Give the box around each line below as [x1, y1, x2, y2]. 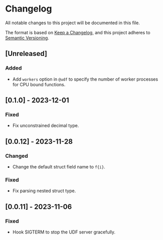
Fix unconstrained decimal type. [12, 123, 79, 129]
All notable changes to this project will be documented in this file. [5, 20, 140, 26]
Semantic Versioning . [5, 35, 49, 41]
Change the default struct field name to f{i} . [12, 164, 105, 169]
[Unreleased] [5, 49, 48, 58]
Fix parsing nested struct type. [12, 188, 76, 194]
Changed [5, 152, 29, 159]
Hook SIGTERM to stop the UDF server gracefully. [12, 229, 116, 235]
